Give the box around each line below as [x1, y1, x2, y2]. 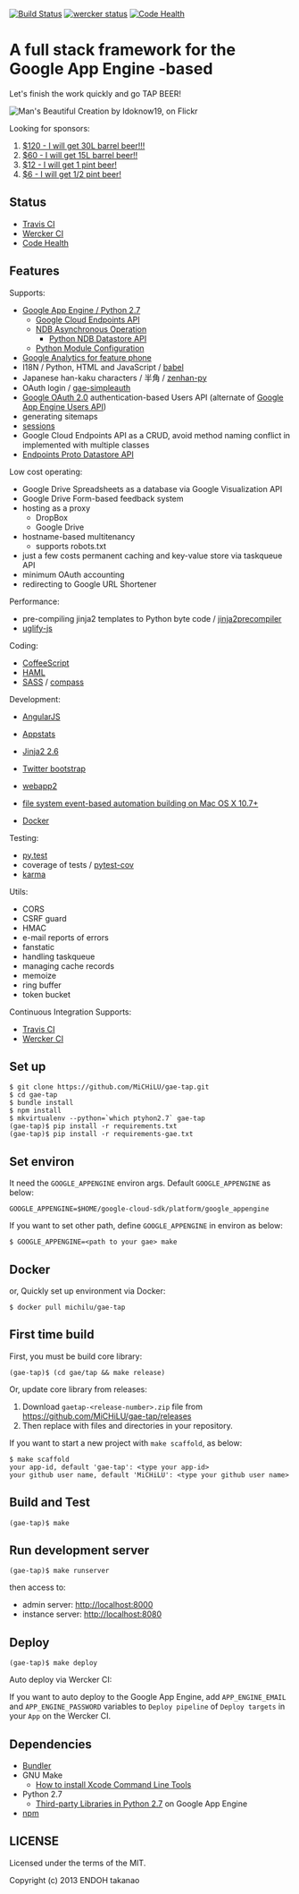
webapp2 [21, 780, 58, 791]
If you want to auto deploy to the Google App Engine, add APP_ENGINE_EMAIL [9, 1692, 287, 1703]
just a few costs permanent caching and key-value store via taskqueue [21, 550, 283, 561]
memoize [21, 970, 56, 981]
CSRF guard [21, 913, 67, 923]
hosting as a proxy [21, 502, 91, 514]
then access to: [9, 1582, 66, 1592]
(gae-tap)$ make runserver [9, 1567, 110, 1576]
